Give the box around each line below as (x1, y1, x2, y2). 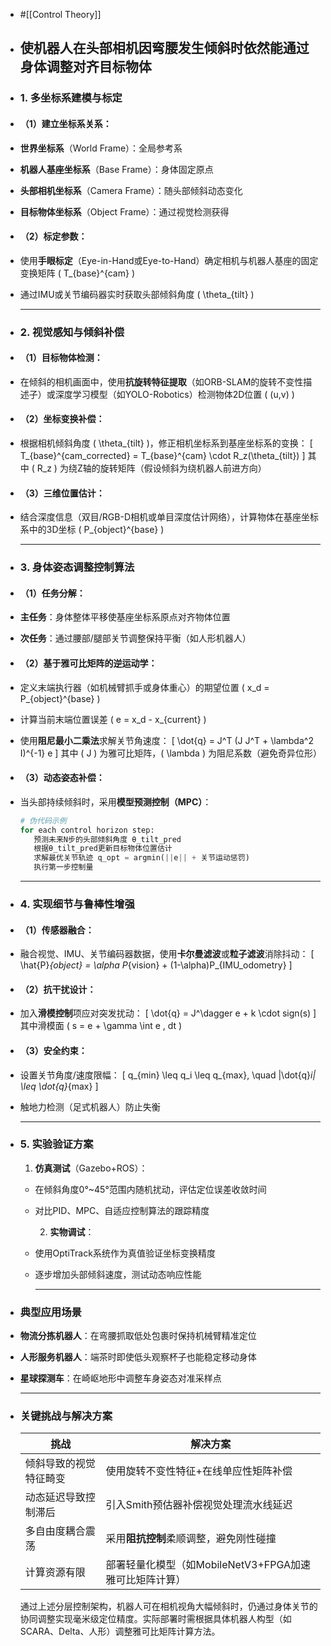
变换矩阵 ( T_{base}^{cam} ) (19, 267, 135, 279)
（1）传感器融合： (19, 924, 95, 936)
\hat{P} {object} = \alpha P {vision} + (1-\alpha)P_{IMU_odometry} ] (19, 959, 293, 971)
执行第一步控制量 (33, 862, 94, 873)
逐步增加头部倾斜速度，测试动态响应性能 (34, 1268, 202, 1280)
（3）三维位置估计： (19, 487, 105, 499)
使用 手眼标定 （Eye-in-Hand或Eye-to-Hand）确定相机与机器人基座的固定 (19, 254, 319, 266)
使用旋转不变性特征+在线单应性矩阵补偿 (105, 1464, 293, 1478)
